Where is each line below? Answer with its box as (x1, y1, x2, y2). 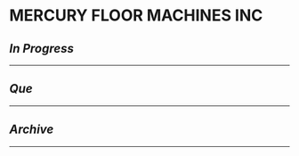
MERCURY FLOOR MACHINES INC (9, 5, 263, 26)
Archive (9, 122, 54, 137)
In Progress (9, 41, 74, 56)
